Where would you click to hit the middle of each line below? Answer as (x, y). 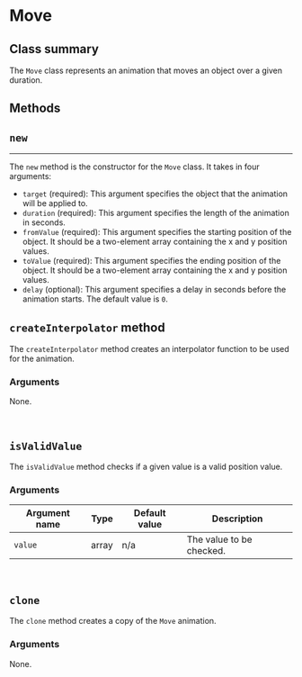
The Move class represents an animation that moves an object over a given (146, 70)
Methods (35, 108)
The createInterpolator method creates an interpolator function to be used (149, 349)
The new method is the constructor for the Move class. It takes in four (135, 167)
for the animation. (42, 359)
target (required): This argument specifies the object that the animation (155, 194)
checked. (206, 551)
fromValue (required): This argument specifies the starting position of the (157, 232)
